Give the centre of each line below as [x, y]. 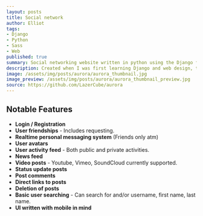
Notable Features [39, 110]
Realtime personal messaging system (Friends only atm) [87, 137]
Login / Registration [40, 124]
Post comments [35, 175]
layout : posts [24, 12]
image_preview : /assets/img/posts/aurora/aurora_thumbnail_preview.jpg [98, 79]
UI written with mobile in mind [53, 208]
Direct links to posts [40, 182]
